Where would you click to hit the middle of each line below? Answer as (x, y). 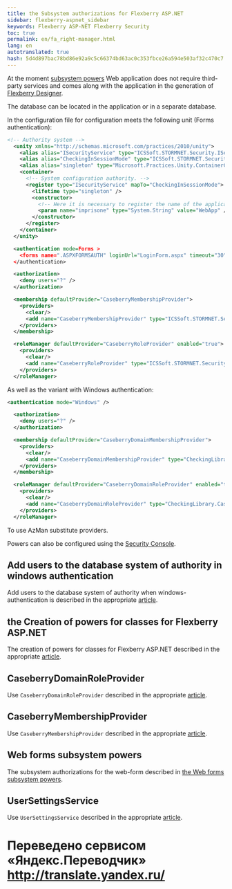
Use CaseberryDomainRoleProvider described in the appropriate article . (107, 695)
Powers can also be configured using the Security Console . (91, 543)
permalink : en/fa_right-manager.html (61, 39)
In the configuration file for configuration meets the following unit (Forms (110, 120)
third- (210, 78)
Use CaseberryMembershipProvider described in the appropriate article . (107, 733)
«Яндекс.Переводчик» (77, 860)
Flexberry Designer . (35, 93)
